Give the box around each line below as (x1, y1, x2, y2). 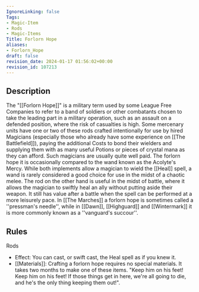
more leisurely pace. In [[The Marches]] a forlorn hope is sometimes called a (6, 197, 194, 204)
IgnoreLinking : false (6, 8, 60, 15)
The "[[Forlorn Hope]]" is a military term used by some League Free (6, 102, 172, 109)
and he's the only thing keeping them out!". (14, 279, 121, 286)
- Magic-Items (6, 31, 42, 37)
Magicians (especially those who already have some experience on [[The (6, 133, 185, 140)
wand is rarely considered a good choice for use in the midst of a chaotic (6, 171, 185, 178)
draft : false (6, 53, 39, 59)
